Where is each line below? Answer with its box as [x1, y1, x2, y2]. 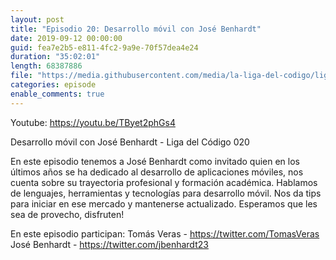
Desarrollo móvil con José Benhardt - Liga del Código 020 [10, 136, 250, 148]
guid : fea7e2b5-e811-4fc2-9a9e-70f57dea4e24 [10, 42, 199, 53]
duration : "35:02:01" [10, 52, 101, 62]
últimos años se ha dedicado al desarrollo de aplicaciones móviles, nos [10, 166, 304, 178]
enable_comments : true [10, 89, 105, 99]
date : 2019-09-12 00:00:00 [10, 33, 123, 43]
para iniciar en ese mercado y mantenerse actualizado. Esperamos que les [10, 197, 318, 210]
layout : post [10, 14, 65, 25]
